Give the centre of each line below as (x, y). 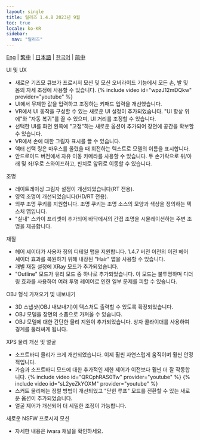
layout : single (25, 12)
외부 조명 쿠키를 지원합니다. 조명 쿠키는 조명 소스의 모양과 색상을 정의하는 (100, 204)
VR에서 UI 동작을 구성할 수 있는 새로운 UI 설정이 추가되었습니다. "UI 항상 (99, 111)
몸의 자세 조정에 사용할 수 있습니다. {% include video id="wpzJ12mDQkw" (103, 90)
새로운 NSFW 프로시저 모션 (38, 418)
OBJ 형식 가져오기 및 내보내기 (41, 294)
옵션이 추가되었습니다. (47, 398)
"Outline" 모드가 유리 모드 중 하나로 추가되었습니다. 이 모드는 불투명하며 (98, 274)
